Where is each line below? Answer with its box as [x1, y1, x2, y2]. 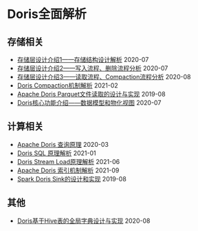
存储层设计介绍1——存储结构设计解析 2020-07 [16, 56, 149, 63]
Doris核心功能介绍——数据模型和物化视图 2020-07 [16, 99, 162, 107]
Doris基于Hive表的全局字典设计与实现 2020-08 [16, 217, 151, 225]
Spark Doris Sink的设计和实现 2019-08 [16, 174, 127, 183]
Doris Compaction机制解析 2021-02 [16, 81, 118, 90]
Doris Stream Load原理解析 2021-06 [16, 157, 120, 165]
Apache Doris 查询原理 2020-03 [16, 140, 109, 148]
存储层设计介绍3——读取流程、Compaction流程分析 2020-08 [16, 73, 191, 81]
